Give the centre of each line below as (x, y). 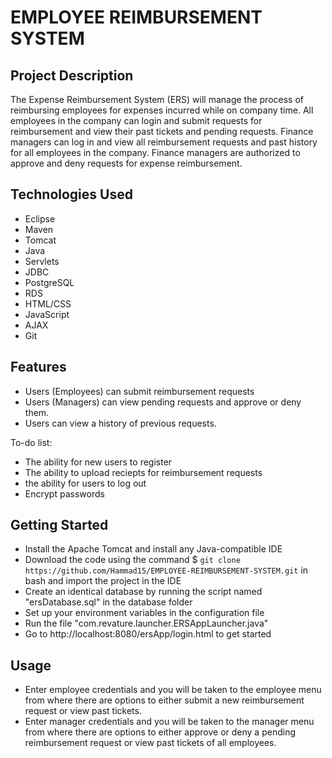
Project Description (72, 75)
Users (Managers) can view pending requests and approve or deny (163, 402)
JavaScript (47, 314)
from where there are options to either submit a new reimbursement (164, 700)
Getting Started (59, 525)
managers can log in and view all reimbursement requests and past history (164, 142)
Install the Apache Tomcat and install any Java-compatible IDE (153, 549)
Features (38, 367)
